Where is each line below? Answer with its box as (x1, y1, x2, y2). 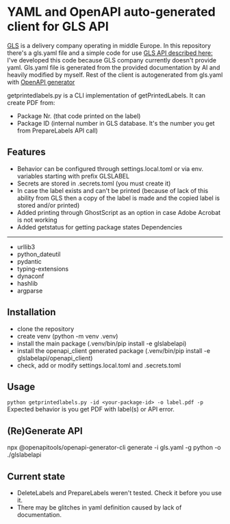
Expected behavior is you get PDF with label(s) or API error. (7, 405, 175, 413)
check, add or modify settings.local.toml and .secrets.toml (16, 361, 181, 369)
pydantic (16, 257, 42, 265)
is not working (16, 216, 57, 224)
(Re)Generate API (7, 425, 84, 437)
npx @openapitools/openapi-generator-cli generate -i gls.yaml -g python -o (7, 444, 221, 452)
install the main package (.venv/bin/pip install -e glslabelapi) (16, 339, 187, 348)
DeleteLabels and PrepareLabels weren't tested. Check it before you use (16, 489, 222, 497)
